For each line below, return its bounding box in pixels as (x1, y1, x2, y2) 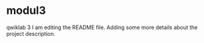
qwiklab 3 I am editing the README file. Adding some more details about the (6, 24, 198, 31)
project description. (6, 30, 56, 37)
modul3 (6, 4, 46, 18)
